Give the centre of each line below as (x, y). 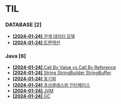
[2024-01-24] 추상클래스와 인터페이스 (51, 85)
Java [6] (16, 56)
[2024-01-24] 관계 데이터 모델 (44, 37)
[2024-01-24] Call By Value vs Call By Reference (64, 67)
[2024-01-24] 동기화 (34, 79)
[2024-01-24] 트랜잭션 (36, 43)
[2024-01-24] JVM (33, 91)
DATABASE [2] (23, 25)
